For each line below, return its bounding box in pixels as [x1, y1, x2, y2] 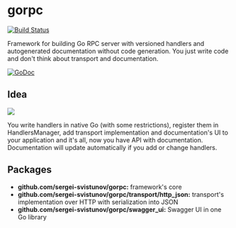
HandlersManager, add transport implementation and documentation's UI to [7, 128, 229, 137]
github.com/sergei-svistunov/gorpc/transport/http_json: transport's [17, 190, 225, 198]
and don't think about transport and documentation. [7, 54, 159, 62]
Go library [17, 212, 47, 221]
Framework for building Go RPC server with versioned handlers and [7, 39, 205, 47]
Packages [7, 164, 52, 176]
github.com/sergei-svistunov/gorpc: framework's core [17, 183, 182, 191]
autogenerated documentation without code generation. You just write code [7, 47, 229, 55]
